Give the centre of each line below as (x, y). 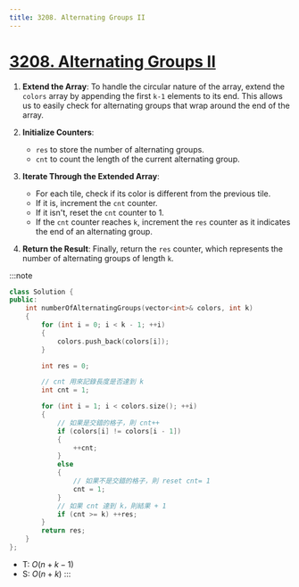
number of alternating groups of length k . (98, 258)
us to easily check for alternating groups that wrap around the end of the (156, 105)
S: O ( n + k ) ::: (46, 574)
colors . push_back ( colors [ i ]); (113, 341)
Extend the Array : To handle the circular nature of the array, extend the (154, 87)
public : (24, 300)
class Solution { (42, 292)
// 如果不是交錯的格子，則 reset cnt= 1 (141, 481)
